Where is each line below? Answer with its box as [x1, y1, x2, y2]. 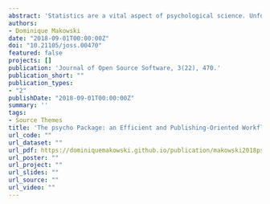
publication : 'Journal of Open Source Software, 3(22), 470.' [8, 64, 221, 72]
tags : [8, 109, 27, 117]
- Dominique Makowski [8, 27, 81, 35]
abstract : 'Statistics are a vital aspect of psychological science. [8, 11, 247, 20]
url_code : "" [8, 131, 52, 139]
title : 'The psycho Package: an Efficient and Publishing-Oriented [8, 124, 239, 132]
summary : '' [8, 101, 48, 109]
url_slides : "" [8, 169, 59, 177]
